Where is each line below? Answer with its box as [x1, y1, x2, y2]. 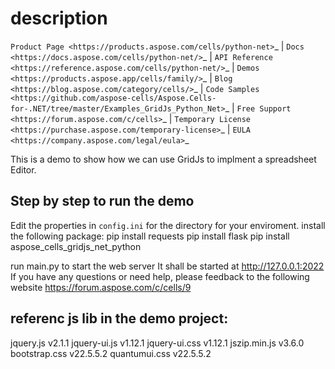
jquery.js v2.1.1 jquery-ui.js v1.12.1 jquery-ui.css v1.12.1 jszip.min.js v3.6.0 [10, 337, 305, 349]
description [10, 7, 108, 30]
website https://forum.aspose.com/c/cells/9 [10, 281, 192, 293]
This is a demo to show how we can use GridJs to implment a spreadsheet [10, 153, 317, 165]
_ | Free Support [224, 102, 292, 114]
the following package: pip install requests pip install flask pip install [10, 230, 290, 242]
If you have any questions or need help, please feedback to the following [10, 270, 310, 282]
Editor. [10, 163, 37, 176]
